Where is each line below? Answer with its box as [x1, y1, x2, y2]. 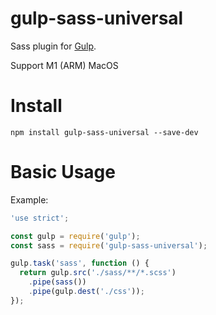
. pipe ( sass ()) [28, 277, 87, 287]
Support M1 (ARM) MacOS [10, 59, 119, 71]
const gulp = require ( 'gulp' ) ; [10, 231, 141, 241]
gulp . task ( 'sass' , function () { [10, 258, 150, 269]
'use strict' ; [10, 213, 70, 223]
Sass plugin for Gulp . [10, 40, 97, 52]
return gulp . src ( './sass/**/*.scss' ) [19, 268, 177, 278]
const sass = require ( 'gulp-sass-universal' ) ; [10, 240, 208, 251]
